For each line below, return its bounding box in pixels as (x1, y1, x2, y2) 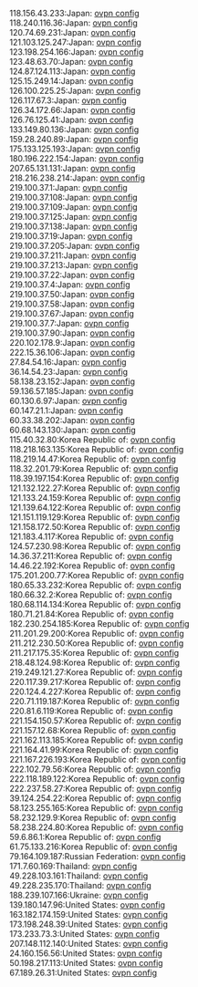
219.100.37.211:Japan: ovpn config (9, 250, 137, 261)
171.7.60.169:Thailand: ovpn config (9, 861, 138, 871)
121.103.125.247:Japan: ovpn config (9, 36, 141, 47)
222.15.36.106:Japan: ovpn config (9, 347, 135, 358)
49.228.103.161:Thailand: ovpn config (9, 870, 149, 881)
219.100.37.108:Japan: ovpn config (9, 192, 139, 203)
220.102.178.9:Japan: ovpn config (9, 338, 135, 348)
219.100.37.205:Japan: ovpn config (9, 241, 140, 251)
